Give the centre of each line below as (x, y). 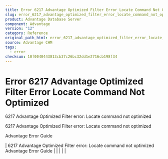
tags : (11, 47)
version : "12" (20, 29)
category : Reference (27, 33)
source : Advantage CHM (29, 43)
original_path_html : (27, 38)
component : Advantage (28, 24)
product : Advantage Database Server (43, 19)
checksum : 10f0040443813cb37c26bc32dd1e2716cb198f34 (61, 56)
